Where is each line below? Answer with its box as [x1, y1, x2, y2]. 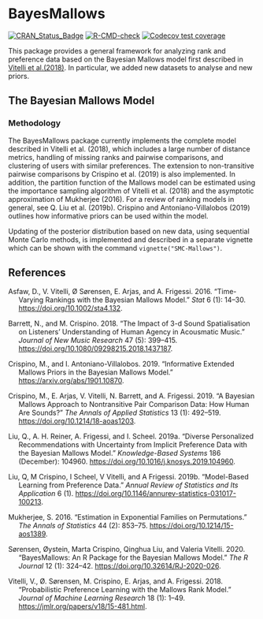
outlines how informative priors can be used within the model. [8, 211, 209, 221]
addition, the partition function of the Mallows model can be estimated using [8, 177, 256, 187]
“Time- [213, 287, 237, 296]
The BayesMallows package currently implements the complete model [8, 136, 236, 145]
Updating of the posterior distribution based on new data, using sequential [8, 226, 250, 236]
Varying [18, 295, 44, 304]
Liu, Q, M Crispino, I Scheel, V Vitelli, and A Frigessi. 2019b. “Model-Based [8, 472, 250, 482]
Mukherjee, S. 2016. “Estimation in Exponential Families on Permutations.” [8, 513, 247, 522]
